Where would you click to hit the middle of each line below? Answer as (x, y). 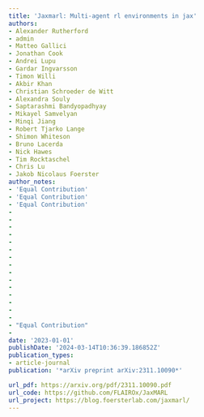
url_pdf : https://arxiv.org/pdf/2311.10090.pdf (90, 385)
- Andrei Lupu (32, 62)
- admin (21, 39)
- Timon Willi (32, 76)
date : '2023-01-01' (41, 340)
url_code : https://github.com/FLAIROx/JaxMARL (88, 393)
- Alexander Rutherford (49, 31)
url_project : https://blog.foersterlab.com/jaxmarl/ (99, 400)
